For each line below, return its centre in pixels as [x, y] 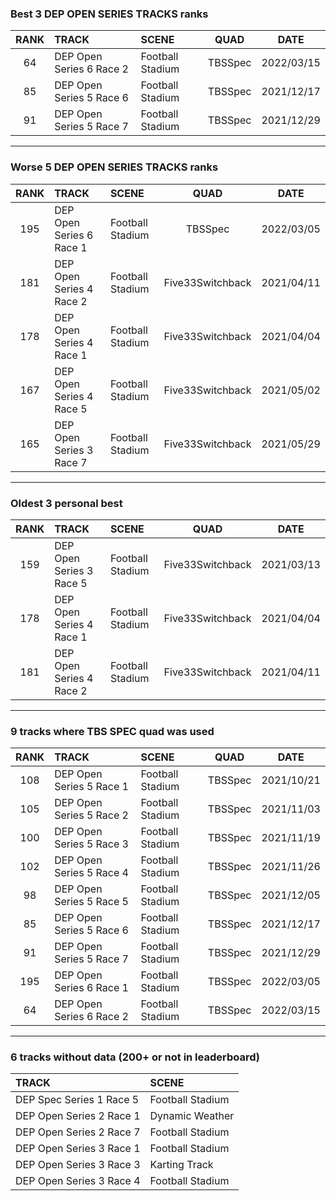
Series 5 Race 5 [91, 902]
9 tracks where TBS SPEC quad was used [112, 731]
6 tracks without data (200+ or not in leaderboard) [135, 1057]
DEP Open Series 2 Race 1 [78, 1116]
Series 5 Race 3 [91, 844]
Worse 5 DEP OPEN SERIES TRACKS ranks [114, 167]
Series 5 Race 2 [91, 815]
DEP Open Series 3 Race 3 [78, 1165]
